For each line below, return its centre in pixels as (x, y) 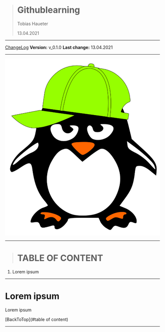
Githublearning (48, 10)
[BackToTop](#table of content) (37, 319)
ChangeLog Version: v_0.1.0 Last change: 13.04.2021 (59, 47)
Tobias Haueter (32, 24)
